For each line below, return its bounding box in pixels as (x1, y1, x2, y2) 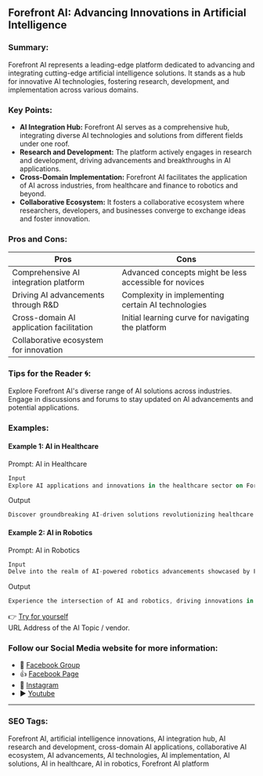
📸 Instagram (19, 680, 59, 690)
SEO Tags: (8, 716, 49, 727)
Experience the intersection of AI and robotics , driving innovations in (8, 597, 254, 605)
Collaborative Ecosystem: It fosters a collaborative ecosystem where (19, 197, 245, 206)
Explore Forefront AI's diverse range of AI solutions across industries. (8, 386, 232, 395)
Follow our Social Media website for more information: (8, 643, 218, 654)
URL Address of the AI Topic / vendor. (8, 623, 131, 632)
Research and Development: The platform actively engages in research (19, 147, 252, 156)
